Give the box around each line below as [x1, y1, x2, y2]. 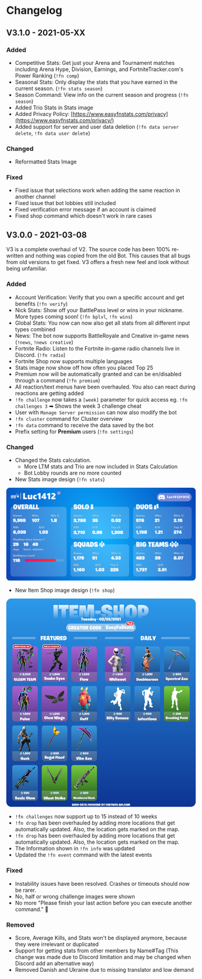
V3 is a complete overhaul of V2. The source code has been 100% [6, 246, 171, 253]
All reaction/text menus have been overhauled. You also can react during [14, 383, 196, 390]
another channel [14, 193, 56, 200]
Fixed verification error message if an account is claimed [14, 206, 156, 213]
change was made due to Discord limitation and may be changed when [14, 953, 191, 960]
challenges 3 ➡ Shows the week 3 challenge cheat [14, 402, 142, 410]
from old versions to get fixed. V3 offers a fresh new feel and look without [6, 259, 189, 266]
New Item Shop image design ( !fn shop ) [14, 586, 115, 594]
